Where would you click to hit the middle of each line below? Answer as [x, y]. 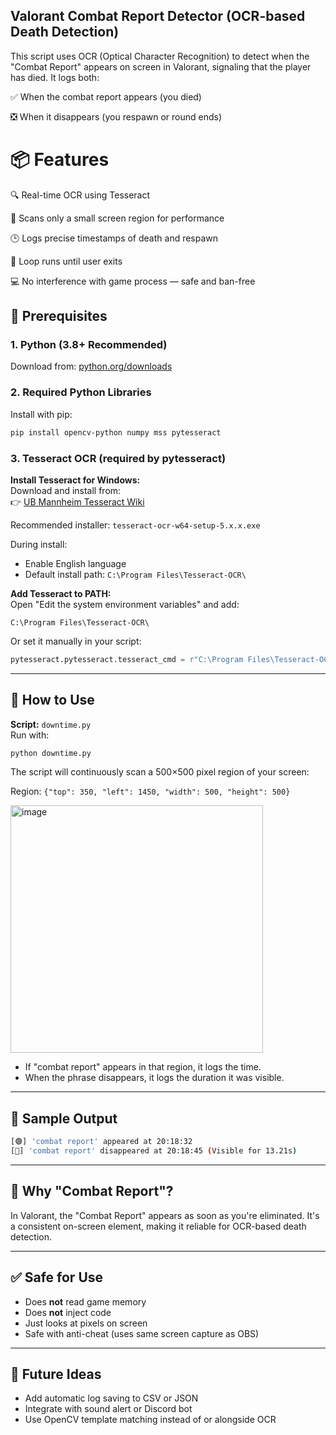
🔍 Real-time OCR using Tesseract [80, 195]
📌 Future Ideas [56, 1374]
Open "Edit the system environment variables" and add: [125, 604]
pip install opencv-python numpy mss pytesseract [116, 432]
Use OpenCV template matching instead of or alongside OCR [150, 1420]
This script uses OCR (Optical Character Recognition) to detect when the [160, 56]
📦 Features [60, 160]
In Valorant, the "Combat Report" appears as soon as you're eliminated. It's [165, 1215]
